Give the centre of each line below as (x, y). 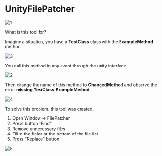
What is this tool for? (26, 32)
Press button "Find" (32, 123)
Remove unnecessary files (39, 129)
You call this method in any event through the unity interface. (66, 66)
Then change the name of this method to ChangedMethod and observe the (81, 85)
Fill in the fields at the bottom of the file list (55, 134)
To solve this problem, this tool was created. (50, 109)
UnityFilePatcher (40, 9)
